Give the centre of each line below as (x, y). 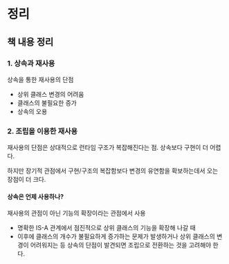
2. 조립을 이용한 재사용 (43, 131)
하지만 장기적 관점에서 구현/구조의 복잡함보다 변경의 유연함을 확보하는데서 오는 (113, 171)
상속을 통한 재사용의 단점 (40, 79)
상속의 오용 (32, 111)
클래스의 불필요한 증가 (47, 103)
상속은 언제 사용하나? (36, 196)
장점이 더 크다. (27, 180)
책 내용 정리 (30, 42)
